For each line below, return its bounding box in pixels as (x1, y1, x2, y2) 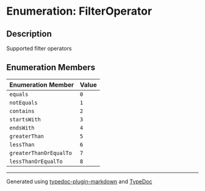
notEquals (9, 99, 38, 106)
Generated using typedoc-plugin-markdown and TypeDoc (6, 178, 153, 185)
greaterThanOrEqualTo (9, 150, 72, 156)
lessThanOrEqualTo (9, 157, 63, 165)
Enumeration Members (6, 62, 96, 73)
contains (9, 107, 35, 114)
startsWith (9, 116, 41, 123)
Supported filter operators (6, 45, 72, 52)
